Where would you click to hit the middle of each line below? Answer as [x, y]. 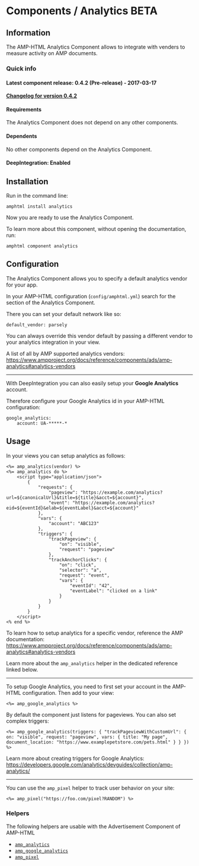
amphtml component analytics [42, 246]
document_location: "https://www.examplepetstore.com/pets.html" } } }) [98, 742]
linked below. [22, 669]
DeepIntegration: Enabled [38, 163]
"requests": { [55, 487]
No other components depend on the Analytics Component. [79, 149]
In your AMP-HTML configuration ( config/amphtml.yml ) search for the [91, 296]
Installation [27, 181]
